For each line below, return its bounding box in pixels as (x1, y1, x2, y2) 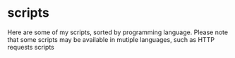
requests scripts (7, 43, 54, 51)
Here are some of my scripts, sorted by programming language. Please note (7, 28, 228, 36)
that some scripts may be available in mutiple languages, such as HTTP (7, 35, 215, 43)
